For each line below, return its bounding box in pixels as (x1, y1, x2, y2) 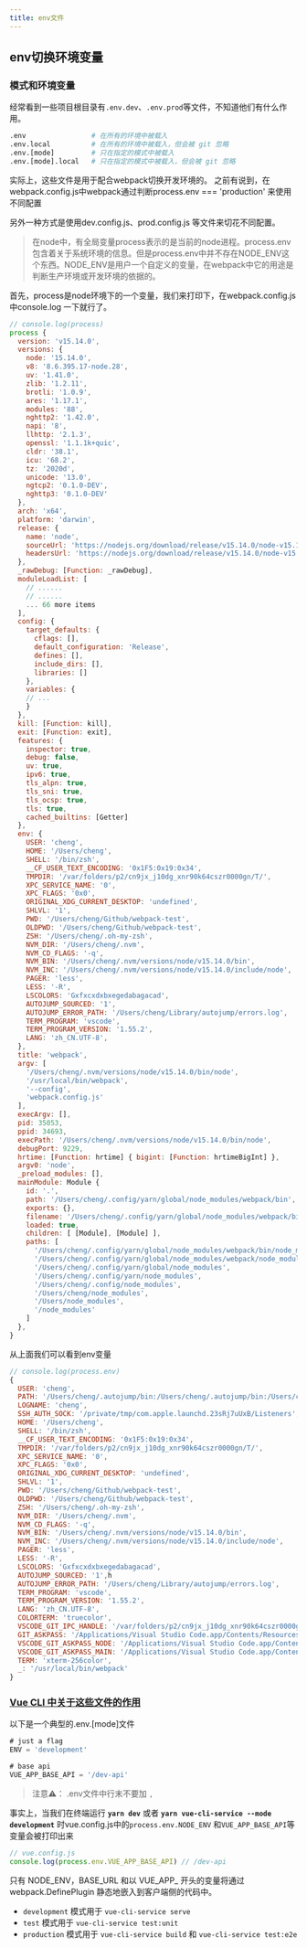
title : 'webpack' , (17, 1050, 89, 1060)
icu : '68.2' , (26, 455, 76, 464)
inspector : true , (26, 744, 92, 754)
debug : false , (26, 753, 79, 762)
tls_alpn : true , (26, 779, 89, 788)
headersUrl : (26, 549, 71, 559)
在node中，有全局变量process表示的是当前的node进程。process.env (31, 236, 291, 247)
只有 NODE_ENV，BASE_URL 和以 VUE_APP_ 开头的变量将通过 (9, 1875, 245, 1886)
